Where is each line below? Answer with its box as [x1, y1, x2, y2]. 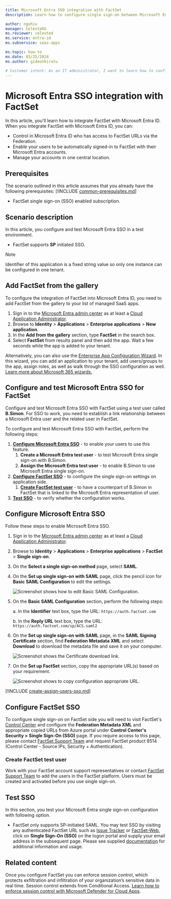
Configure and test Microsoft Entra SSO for [5, 384, 144, 392]
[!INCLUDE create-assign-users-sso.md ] [5, 688, 91, 694]
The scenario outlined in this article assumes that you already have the [5, 183, 154, 189]
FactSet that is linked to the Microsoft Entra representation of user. [20, 489, 160, 496]
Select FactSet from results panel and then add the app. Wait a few [12, 337, 154, 343]
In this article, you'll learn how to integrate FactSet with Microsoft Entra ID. [5, 118, 161, 124]
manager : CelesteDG [5, 26, 47, 31]
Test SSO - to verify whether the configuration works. [12, 495, 126, 501]
